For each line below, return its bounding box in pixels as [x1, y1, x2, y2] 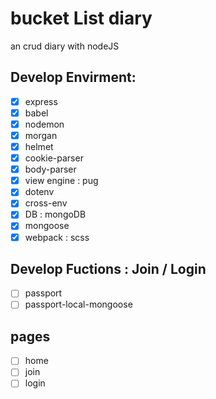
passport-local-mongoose [24, 298, 133, 311]
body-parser [24, 163, 77, 176]
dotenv [24, 186, 55, 198]
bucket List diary [10, 7, 153, 30]
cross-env [24, 197, 68, 209]
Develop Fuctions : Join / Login [10, 260, 207, 277]
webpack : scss [24, 231, 90, 243]
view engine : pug [24, 175, 99, 187]
